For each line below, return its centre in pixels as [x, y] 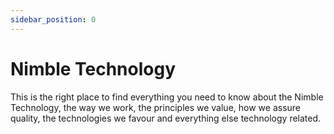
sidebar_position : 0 [53, 19]
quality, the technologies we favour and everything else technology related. [166, 118]
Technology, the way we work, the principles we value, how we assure [156, 107]
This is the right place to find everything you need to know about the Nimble [167, 97]
